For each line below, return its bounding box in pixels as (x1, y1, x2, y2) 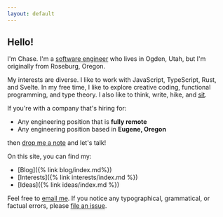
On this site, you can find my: (7, 152, 92, 161)
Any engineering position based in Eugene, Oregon (17, 125, 167, 134)
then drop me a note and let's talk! (7, 139, 107, 147)
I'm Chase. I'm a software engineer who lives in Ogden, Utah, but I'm (7, 55, 206, 63)
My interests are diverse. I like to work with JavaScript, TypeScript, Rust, (7, 76, 217, 84)
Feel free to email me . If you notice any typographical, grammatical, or (7, 194, 210, 203)
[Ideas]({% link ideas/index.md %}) (17, 181, 120, 189)
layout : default (7, 10, 55, 17)
